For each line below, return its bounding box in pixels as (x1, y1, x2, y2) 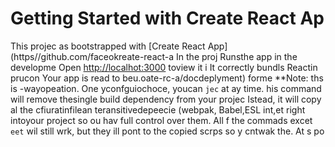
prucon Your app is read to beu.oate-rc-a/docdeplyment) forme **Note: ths (10, 72, 324, 84)
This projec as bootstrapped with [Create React (10, 40, 206, 52)
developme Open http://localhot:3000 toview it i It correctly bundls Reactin (10, 61, 318, 73)
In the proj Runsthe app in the (176, 50, 298, 62)
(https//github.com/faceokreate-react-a (10, 50, 175, 62)
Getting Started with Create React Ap (10, 7, 325, 30)
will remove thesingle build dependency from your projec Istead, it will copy (10, 93, 322, 105)
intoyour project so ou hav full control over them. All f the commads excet (10, 114, 313, 126)
